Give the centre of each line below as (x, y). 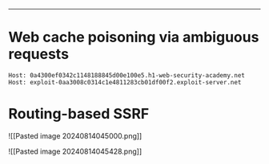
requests (39, 55)
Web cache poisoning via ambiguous (134, 37)
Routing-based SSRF (79, 114)
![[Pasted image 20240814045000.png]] (75, 135)
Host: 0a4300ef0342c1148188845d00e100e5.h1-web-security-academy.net (127, 75)
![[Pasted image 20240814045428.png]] (75, 151)
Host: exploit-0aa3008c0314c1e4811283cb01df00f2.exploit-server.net (125, 82)
